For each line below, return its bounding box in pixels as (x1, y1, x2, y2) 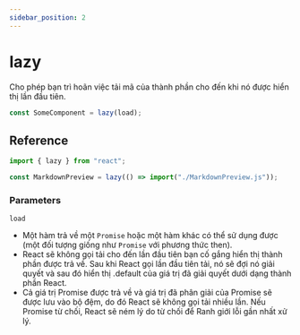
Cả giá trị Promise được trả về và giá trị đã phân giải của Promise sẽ (21, 288, 273, 298)
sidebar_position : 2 (9, 13, 87, 22)
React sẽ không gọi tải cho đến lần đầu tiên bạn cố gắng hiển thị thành (21, 249, 283, 260)
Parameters (9, 193, 61, 206)
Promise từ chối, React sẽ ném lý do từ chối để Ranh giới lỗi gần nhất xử (21, 306, 288, 317)
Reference (9, 133, 69, 148)
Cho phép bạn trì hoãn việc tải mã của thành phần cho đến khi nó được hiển (9, 82, 289, 92)
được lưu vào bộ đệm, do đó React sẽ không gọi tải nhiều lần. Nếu (21, 296, 266, 307)
